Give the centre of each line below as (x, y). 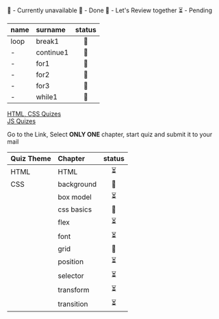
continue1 (52, 52)
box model (75, 196)
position (71, 261)
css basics (75, 209)
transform (74, 290)
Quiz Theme (31, 158)
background (77, 184)
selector (71, 275)
